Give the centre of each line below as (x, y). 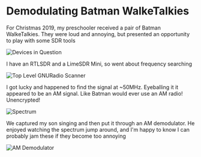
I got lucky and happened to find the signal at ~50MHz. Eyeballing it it (92, 87)
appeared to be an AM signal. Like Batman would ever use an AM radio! (94, 93)
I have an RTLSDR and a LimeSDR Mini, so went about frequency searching (99, 64)
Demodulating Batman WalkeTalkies (98, 11)
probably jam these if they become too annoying (66, 136)
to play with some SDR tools (41, 40)
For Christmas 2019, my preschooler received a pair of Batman (83, 28)
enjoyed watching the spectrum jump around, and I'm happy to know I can (98, 129)
